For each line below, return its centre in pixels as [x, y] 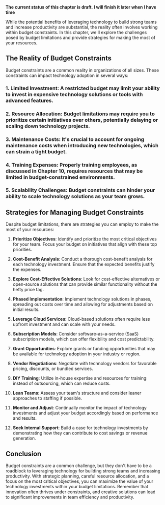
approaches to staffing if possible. [47, 398]
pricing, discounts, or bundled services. [53, 369]
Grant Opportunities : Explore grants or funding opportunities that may [84, 349]
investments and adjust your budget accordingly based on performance [85, 413]
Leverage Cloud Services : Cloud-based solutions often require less [81, 319]
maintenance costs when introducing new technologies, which [82, 145]
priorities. [22, 250]
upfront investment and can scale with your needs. [64, 324]
